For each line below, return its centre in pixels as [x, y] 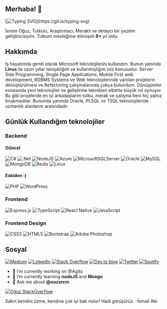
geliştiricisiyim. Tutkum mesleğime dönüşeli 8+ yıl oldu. [62, 36]
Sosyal [16, 250]
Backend [16, 136]
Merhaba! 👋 [24, 9]
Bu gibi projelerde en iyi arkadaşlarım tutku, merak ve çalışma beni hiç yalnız [83, 96]
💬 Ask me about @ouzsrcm [41, 282]
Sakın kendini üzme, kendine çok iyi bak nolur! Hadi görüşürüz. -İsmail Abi [82, 301]
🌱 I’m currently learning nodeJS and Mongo [58, 276]
